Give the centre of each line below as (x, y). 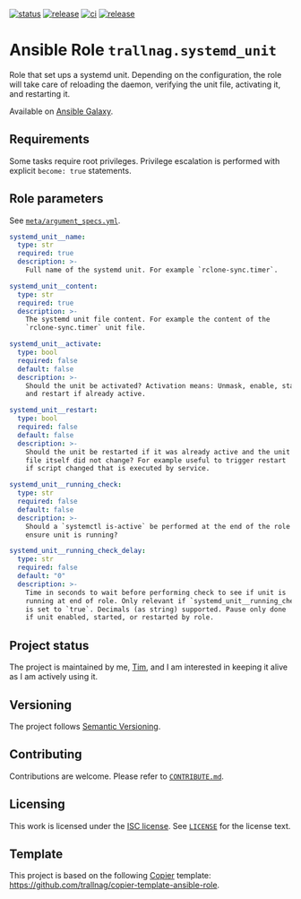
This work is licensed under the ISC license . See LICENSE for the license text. (150, 826)
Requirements (49, 139)
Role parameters (56, 199)
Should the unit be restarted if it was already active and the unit (158, 452)
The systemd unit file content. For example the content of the (148, 320)
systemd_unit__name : (48, 237)
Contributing (46, 754)
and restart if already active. (86, 394)
